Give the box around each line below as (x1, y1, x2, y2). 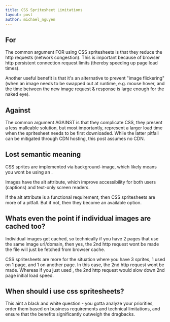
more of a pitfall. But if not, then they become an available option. (5, 199, 142, 205)
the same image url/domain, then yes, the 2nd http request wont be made (5, 241, 159, 247)
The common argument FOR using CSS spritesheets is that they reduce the (5, 49, 162, 55)
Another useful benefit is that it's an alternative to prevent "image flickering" (5, 75, 165, 81)
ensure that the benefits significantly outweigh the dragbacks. (5, 311, 135, 317)
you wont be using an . (5, 169, 53, 175)
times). (5, 65, 20, 71)
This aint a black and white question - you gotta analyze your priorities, (5, 300, 154, 307)
